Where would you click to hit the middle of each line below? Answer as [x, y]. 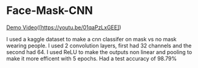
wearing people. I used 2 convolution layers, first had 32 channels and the [99, 46]
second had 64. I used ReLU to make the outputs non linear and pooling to [99, 52]
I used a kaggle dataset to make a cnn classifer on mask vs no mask [91, 39]
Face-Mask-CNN [50, 11]
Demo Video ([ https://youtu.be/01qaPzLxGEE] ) [64, 27]
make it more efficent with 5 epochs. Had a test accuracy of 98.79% [92, 58]
